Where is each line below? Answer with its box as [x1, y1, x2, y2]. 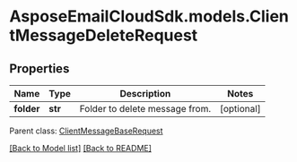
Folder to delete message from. [79, 103, 212, 115]
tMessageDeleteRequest [9, 25, 198, 46]
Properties [9, 61, 70, 76]
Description [119, 88, 171, 99]
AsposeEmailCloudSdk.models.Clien [9, 6, 290, 27]
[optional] [219, 103, 262, 115]
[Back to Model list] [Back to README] [9, 143, 153, 153]
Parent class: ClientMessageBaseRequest [9, 125, 163, 136]
